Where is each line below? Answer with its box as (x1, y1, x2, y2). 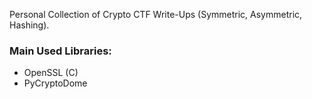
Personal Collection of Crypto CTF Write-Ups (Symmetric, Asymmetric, (9, 9, 303, 20)
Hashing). (9, 19, 50, 31)
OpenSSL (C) (23, 67, 79, 79)
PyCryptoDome (23, 77, 88, 89)
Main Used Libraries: (9, 44, 112, 58)
